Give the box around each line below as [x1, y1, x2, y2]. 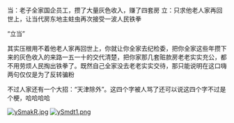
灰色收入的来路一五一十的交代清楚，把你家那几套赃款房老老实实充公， [19, 53, 221, 61]
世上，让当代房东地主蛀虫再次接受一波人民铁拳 [7, 15, 141, 23]
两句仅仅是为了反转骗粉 [7, 70, 75, 79]
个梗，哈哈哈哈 [7, 94, 50, 102]
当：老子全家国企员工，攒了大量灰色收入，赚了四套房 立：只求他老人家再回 [7, 6, 223, 14]
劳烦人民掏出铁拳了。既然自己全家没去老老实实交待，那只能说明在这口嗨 [19, 62, 227, 69]
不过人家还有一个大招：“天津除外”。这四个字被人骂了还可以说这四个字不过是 [7, 85, 226, 93]
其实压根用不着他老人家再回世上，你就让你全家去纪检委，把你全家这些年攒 [7, 44, 221, 52]
